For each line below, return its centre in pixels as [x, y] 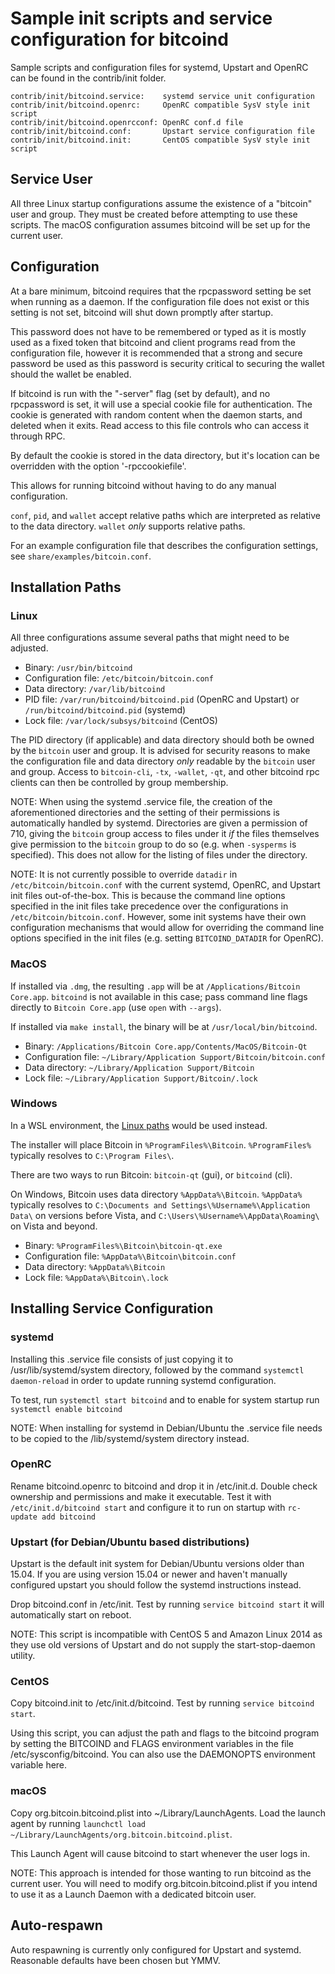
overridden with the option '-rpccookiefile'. [98, 466]
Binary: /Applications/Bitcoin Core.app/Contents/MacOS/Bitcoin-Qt [166, 1046]
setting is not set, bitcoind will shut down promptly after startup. [142, 312]
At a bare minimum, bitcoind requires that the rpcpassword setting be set [161, 291]
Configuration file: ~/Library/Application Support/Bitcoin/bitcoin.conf [175, 1056]
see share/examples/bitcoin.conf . [81, 556]
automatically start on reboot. [71, 1615]
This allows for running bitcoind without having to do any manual [143, 485]
